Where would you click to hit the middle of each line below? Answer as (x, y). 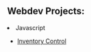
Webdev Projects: (46, 11)
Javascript (31, 27)
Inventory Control (42, 41)
